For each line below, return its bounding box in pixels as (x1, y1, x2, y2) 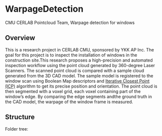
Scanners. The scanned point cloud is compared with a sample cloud (5, 68, 144, 73)
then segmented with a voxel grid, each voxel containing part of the (5, 88, 141, 94)
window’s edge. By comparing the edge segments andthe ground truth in (5, 93, 152, 99)
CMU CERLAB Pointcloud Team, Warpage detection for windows (5, 20, 135, 25)
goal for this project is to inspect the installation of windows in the (5, 52, 138, 58)
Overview (5, 34, 36, 42)
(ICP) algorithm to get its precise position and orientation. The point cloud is (5, 83, 158, 89)
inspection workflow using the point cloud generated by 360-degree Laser (5, 62, 155, 68)
